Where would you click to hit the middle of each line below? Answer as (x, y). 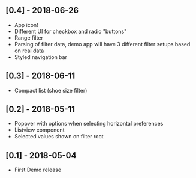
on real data (29, 51)
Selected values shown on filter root (59, 137)
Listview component (39, 130)
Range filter (28, 38)
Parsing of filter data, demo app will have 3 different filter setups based (102, 44)
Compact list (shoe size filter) (51, 90)
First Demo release (37, 170)
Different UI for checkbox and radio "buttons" (70, 31)
